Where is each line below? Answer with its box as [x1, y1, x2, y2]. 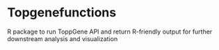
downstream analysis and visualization [7, 34, 118, 42]
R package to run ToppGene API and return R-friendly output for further [7, 27, 213, 36]
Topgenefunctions [7, 5, 117, 21]
